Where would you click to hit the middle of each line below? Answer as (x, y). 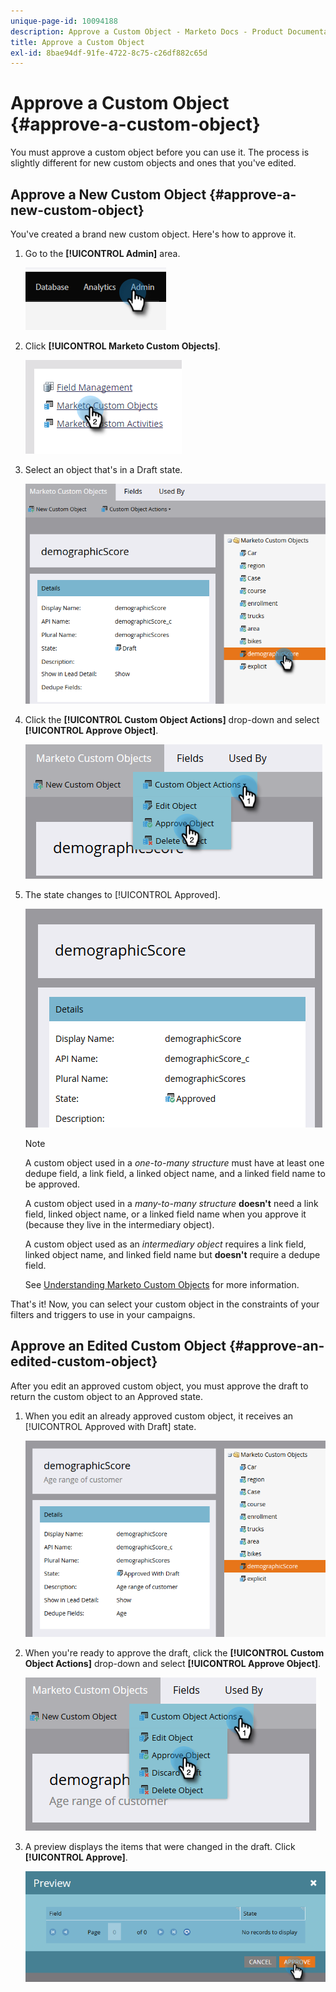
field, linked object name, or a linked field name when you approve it (165, 1214)
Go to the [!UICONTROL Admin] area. (102, 253)
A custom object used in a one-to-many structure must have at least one (174, 1162)
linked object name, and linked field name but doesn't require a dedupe (172, 1254)
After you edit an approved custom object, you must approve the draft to (159, 1386)
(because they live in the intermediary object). (119, 1224)
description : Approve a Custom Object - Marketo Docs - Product (147, 31)
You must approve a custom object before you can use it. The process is (160, 152)
